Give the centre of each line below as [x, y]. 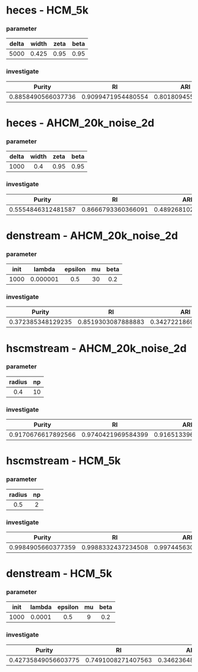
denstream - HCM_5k [59, 574]
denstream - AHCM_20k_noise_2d [92, 235]
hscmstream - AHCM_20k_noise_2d [96, 348]
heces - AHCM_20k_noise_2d [80, 123]
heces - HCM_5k [47, 10]
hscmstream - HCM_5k [63, 461]
